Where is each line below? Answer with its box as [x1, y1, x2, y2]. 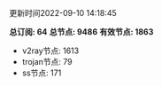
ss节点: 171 [21, 67, 62, 78]
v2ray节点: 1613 [21, 45, 80, 56]
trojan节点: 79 [21, 57, 73, 66]
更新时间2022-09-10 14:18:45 [9, 8, 117, 18]
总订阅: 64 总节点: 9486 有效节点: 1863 [9, 27, 154, 37]
